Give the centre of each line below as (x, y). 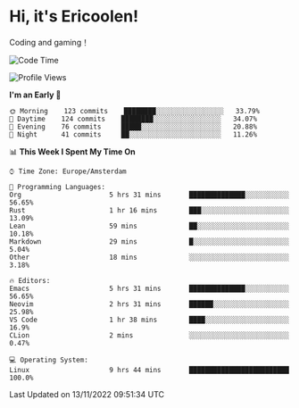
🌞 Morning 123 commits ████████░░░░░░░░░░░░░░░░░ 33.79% (135, 111)
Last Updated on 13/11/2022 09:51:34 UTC (87, 394)
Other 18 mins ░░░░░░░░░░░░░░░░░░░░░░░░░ (149, 257)
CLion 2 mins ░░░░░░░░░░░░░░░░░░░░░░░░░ (149, 335)
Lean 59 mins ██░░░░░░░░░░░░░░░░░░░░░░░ (149, 226)
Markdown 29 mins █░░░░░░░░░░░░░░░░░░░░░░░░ (149, 241)
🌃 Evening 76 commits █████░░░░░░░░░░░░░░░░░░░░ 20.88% (133, 127)
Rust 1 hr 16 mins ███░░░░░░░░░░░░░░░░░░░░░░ (149, 210)
